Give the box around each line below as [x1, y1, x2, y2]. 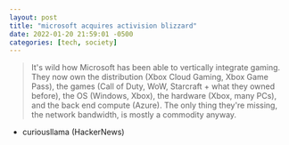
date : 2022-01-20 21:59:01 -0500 [9, 29, 134, 38]
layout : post [9, 12, 58, 22]
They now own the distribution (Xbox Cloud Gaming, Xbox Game [30, 72, 269, 83]
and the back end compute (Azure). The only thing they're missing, [30, 100, 278, 111]
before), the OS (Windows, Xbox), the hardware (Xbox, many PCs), [30, 91, 277, 101]
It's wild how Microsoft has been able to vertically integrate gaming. [30, 62, 281, 73]
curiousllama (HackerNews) [21, 126, 125, 138]
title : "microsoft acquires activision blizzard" [9, 21, 198, 30]
